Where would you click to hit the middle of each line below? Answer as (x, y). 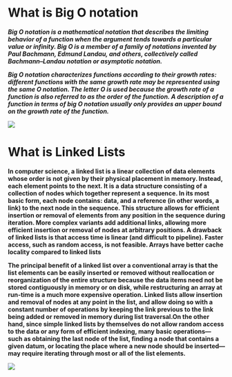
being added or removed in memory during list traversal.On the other (109, 316)
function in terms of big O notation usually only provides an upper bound (115, 104)
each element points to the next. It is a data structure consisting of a (108, 186)
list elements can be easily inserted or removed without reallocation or (111, 272)
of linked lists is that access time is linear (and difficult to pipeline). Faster (116, 237)
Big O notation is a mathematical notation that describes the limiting (108, 32)
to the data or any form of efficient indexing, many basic (90, 331)
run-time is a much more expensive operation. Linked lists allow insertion (115, 294)
